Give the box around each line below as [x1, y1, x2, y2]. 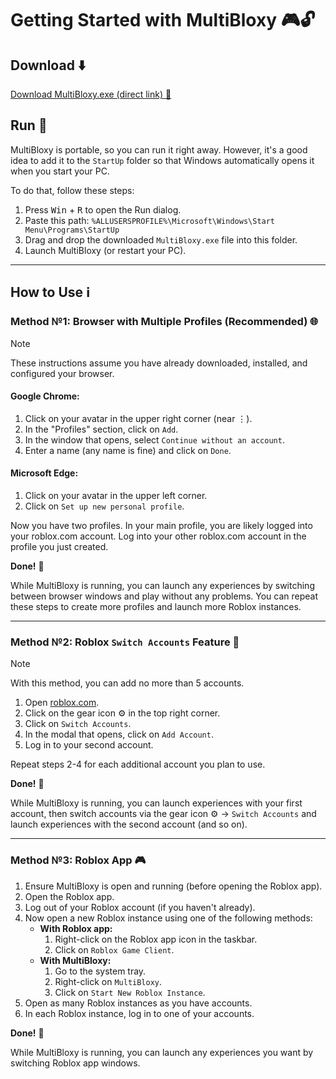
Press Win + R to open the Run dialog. [24, 203, 182, 216]
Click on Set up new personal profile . [24, 500, 185, 512]
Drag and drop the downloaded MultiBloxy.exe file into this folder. [24, 233, 298, 246]
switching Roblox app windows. [10, 1057, 141, 1069]
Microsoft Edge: [10, 467, 79, 479]
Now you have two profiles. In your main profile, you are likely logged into [10, 519, 313, 531]
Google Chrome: [10, 390, 80, 402]
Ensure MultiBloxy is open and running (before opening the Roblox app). [24, 880, 323, 892]
